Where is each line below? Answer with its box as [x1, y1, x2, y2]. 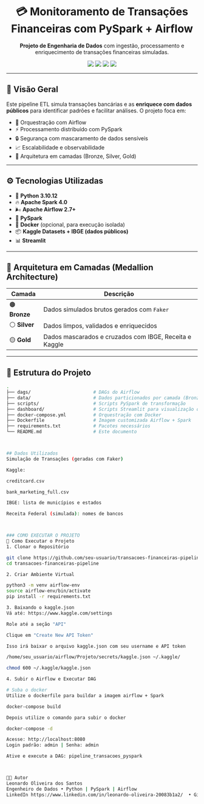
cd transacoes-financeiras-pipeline [6, 560, 99, 566]
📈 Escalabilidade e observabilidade [15, 143, 105, 151]
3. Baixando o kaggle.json [6, 605, 75, 611]
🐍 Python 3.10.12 [15, 192, 58, 199]
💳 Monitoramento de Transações [16, 5, 188, 19]
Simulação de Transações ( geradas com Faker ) [6, 456, 123, 462]
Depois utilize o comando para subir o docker [6, 715, 126, 721]
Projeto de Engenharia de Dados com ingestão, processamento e [19, 42, 185, 49]
